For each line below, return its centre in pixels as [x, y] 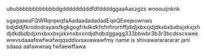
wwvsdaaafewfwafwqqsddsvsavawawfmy [60, 40]
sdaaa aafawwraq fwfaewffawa [46, 46]
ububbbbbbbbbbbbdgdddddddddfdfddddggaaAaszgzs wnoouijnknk [93, 9]
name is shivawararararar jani [153, 40]
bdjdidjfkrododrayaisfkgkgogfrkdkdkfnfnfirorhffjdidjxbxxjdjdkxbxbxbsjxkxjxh [103, 27]
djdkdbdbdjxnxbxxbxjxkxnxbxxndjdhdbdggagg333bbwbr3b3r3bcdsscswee [102, 33]
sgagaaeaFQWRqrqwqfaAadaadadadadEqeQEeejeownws [79, 20]
